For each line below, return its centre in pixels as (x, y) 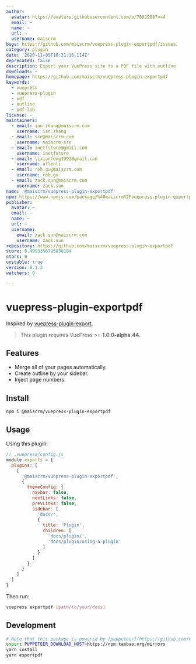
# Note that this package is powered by (56, 639)
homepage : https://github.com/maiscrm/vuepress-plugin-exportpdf (87, 77)
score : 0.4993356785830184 (39, 251)
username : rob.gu (38, 175)
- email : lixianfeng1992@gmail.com (55, 159)
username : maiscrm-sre (44, 142)
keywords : (18, 83)
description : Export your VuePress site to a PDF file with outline (91, 66)
